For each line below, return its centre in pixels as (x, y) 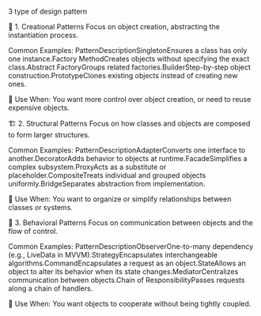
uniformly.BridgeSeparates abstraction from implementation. (107, 184)
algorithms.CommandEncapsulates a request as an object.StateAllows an (127, 263)
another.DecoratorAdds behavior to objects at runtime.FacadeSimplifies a (128, 158)
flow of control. (33, 231)
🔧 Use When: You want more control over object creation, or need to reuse (130, 99)
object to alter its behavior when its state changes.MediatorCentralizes (123, 271)
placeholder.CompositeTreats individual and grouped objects (107, 175)
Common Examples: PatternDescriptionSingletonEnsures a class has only (128, 50)
